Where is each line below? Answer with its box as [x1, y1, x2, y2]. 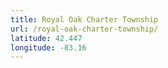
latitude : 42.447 [10, 33, 83, 43]
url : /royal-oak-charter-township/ [10, 24, 159, 34]
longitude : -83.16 [10, 42, 87, 53]
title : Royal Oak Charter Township [10, 14, 159, 25]
